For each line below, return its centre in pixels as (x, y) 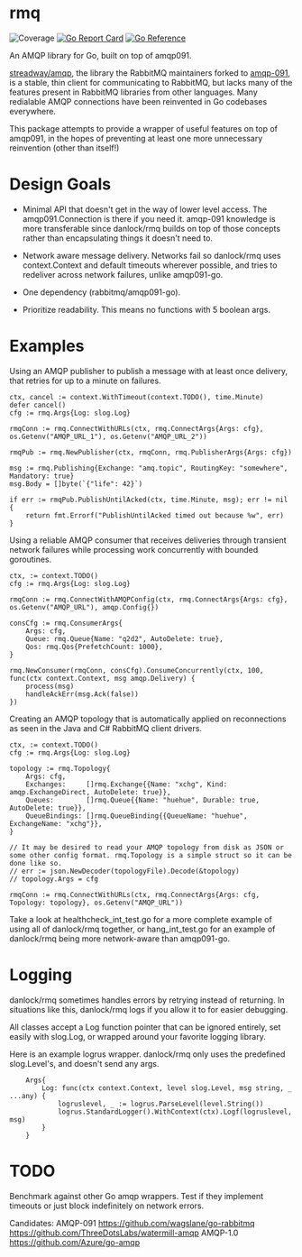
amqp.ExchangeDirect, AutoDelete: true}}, (90, 792)
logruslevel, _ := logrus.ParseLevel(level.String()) (160, 1104)
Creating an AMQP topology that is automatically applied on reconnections (148, 719)
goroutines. (31, 559)
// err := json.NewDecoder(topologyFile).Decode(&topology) (125, 871)
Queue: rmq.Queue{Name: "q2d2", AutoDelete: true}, (124, 638)
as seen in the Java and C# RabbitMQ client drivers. (106, 728)
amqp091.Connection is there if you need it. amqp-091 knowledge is (149, 218)
